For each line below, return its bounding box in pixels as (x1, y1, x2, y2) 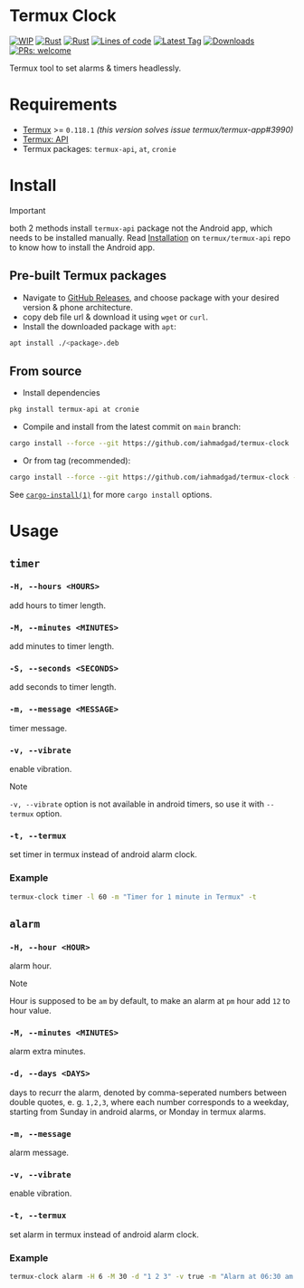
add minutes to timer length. (9, 641, 115, 652)
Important (9, 205, 46, 215)
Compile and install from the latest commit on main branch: (22, 422, 242, 433)
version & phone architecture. (22, 301, 134, 312)
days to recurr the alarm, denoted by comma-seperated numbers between (9, 1087, 288, 1098)
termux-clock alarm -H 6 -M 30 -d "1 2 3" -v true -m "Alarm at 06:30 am (9, 1272, 294, 1281)
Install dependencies (22, 387, 101, 398)
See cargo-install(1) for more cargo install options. (9, 489, 213, 500)
